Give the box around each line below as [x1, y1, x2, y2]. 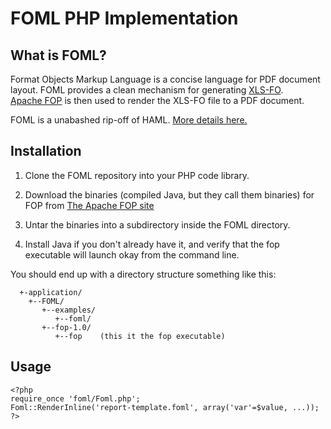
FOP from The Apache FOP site [24, 199, 155, 211]
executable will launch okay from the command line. [24, 248, 240, 261]
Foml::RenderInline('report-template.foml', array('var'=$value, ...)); [10, 402, 320, 412]
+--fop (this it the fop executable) [54, 331, 226, 341]
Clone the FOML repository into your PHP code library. [24, 169, 250, 181]
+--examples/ [41, 305, 97, 315]
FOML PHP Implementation [10, 7, 239, 30]
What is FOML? [10, 47, 107, 64]
